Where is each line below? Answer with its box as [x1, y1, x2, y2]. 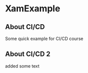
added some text [5, 63, 40, 69]
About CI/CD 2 [5, 50, 51, 58]
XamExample [5, 3, 60, 14]
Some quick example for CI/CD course [5, 36, 84, 41]
